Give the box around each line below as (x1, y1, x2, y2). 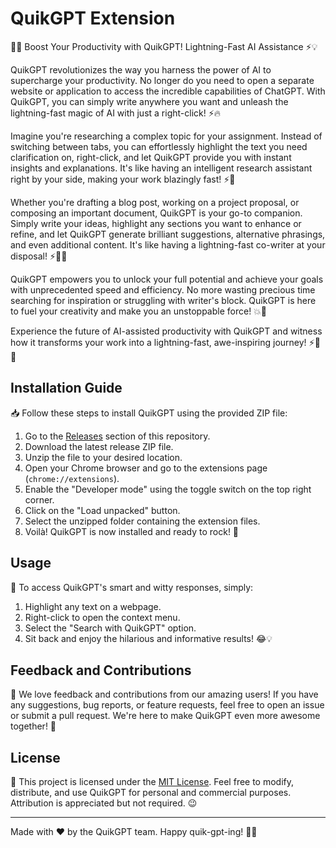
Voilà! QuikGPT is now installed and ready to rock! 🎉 (24, 525, 240, 537)
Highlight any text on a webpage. (24, 600, 162, 612)
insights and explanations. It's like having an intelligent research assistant (10, 162, 313, 174)
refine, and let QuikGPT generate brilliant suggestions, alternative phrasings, (10, 228, 326, 240)
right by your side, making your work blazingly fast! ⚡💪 (10, 173, 236, 185)
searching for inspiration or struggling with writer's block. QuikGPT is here (10, 294, 317, 306)
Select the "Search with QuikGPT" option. (24, 622, 197, 634)
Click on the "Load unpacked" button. (24, 504, 181, 516)
